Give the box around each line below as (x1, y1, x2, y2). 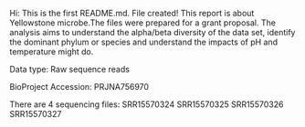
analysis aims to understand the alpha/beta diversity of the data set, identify (9, 27, 296, 37)
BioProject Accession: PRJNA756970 (9, 82, 149, 92)
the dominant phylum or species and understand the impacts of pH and (9, 36, 279, 47)
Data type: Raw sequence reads (9, 63, 131, 74)
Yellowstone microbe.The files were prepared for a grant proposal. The (9, 17, 277, 28)
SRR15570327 (9, 109, 62, 119)
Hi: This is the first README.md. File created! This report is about (9, 8, 255, 18)
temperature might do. (9, 46, 94, 57)
